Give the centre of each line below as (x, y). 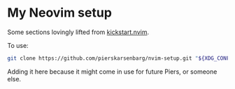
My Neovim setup (59, 13)
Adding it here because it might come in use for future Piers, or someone (112, 72)
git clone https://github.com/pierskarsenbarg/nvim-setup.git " (103, 58)
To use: (18, 45)
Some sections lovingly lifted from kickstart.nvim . (78, 32)
